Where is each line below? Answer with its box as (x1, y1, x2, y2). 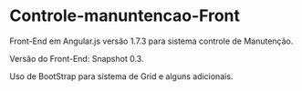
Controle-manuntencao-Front (9, 5, 240, 26)
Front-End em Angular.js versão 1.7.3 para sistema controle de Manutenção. (9, 35, 294, 46)
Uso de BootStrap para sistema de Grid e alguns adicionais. (9, 70, 234, 82)
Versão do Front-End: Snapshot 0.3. (9, 53, 144, 64)
